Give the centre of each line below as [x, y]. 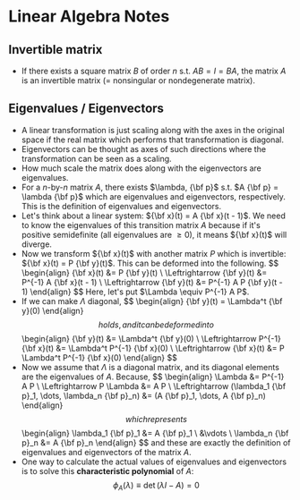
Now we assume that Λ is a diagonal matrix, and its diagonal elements [150, 367]
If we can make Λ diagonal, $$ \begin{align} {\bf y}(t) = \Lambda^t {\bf [152, 301]
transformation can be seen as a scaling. [96, 158]
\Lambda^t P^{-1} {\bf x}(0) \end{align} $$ [99, 357]
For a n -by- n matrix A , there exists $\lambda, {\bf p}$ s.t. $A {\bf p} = [150, 187]
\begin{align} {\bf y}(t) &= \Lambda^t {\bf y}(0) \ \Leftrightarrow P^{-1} [151, 338]
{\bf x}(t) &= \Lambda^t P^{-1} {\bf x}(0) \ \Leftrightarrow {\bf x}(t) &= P [153, 348]
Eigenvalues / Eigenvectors [86, 109]
